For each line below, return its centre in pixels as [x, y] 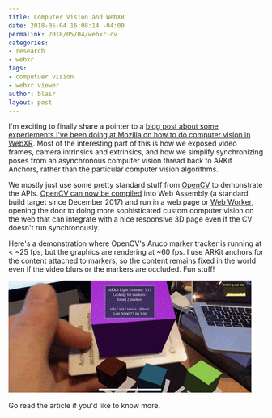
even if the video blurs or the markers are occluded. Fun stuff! [112, 269]
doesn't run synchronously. [54, 228]
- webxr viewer [34, 85]
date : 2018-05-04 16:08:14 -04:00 [67, 25]
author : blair [32, 94]
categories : [28, 43]
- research [27, 51]
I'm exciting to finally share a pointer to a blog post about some [113, 126]
